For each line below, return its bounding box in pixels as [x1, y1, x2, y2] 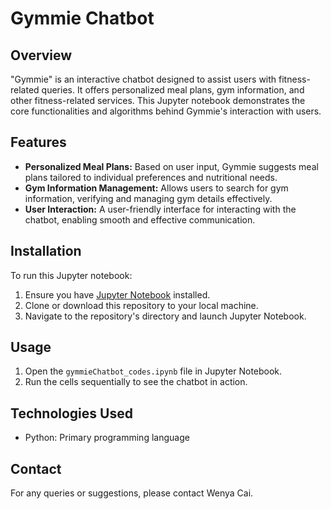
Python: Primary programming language [24, 432, 190, 444]
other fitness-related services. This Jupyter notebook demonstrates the [10, 95, 306, 106]
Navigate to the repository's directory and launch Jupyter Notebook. [24, 310, 307, 322]
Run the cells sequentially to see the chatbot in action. [24, 376, 248, 388]
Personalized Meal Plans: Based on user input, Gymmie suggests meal [24, 160, 319, 172]
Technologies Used [10, 405, 133, 422]
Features [10, 134, 67, 151]
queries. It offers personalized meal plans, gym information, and [41, 84, 305, 96]
